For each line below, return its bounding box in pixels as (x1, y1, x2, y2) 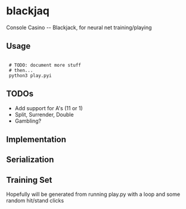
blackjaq (6, 4, 49, 18)
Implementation (6, 134, 67, 144)
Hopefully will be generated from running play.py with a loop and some (6, 191, 181, 198)
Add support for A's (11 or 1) (14, 104, 83, 111)
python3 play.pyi (8, 73, 52, 79)
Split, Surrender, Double (14, 111, 74, 118)
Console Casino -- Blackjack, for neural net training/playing (6, 24, 152, 31)
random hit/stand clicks (6, 197, 64, 204)
